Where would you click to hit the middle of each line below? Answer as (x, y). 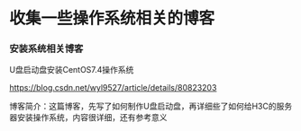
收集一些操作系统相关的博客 (112, 18)
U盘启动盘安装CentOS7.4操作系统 (72, 70)
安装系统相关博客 (46, 48)
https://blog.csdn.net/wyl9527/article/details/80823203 (113, 88)
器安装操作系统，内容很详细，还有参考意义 (88, 118)
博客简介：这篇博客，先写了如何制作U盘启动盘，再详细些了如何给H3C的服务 (151, 106)
